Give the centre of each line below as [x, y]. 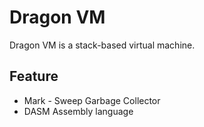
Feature [34, 76]
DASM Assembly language [78, 111]
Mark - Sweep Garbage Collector [92, 100]
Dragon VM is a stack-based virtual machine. [102, 45]
